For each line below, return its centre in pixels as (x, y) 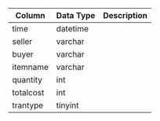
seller (22, 41)
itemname (31, 67)
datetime (72, 29)
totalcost (28, 92)
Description (125, 15)
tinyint (67, 105)
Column (30, 15)
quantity (27, 80)
